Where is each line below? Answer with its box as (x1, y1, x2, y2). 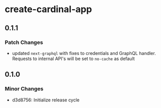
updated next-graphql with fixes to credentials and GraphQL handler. (12, 50, 156, 56)
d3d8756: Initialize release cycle (12, 97, 79, 103)
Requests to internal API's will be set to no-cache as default (12, 56, 135, 62)
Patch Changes (5, 39, 44, 46)
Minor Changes (5, 85, 44, 92)
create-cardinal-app (5, 4, 92, 15)
